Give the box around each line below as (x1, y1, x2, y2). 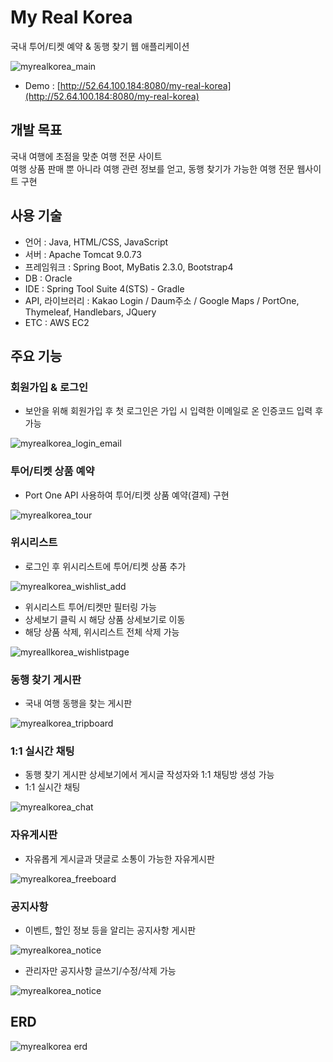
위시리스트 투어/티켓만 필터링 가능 (24, 601, 157, 613)
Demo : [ (24, 79, 61, 91)
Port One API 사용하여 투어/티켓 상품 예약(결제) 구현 (24, 489, 230, 501)
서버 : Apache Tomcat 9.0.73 (24, 248, 142, 260)
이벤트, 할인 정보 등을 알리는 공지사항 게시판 (24, 924, 197, 936)
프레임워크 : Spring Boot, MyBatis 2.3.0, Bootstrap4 (24, 261, 234, 273)
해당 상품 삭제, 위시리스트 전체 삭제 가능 (24, 626, 180, 638)
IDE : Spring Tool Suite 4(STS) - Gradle (24, 282, 185, 295)
